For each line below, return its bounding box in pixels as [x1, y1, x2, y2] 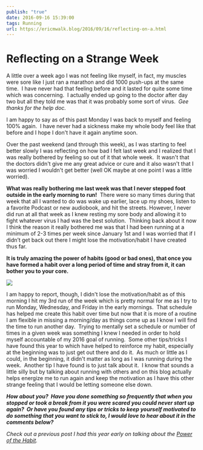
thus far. [6, 243, 27, 250]
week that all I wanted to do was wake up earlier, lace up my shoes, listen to [6, 198, 196, 205]
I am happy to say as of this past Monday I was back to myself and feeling [6, 116, 191, 123]
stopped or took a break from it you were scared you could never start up [6, 399, 195, 407]
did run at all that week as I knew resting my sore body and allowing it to [6, 211, 187, 218]
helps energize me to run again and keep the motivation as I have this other [6, 375, 195, 382]
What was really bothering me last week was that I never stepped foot [6, 185, 186, 192]
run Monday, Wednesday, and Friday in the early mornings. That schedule [6, 304, 193, 311]
